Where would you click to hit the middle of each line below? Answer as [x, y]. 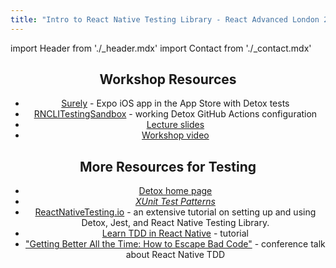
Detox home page [175, 191]
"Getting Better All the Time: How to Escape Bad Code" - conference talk [175, 244]
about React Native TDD [175, 255]
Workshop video [175, 135]
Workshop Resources [168, 79]
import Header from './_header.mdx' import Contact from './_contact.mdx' [161, 48]
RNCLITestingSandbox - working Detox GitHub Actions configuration [175, 114]
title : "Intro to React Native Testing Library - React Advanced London [165, 19]
